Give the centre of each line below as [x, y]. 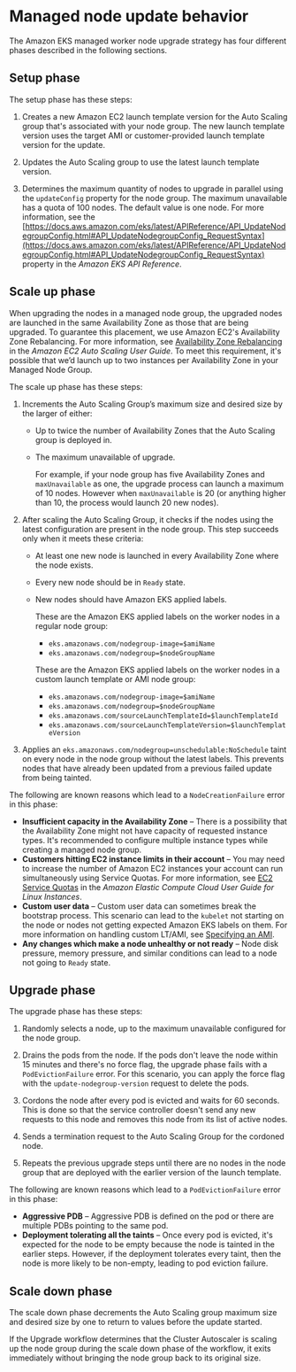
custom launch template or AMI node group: [115, 678]
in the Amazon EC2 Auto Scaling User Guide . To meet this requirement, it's [145, 351]
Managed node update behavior [129, 16]
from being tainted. [57, 778]
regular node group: [72, 625]
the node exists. [65, 565]
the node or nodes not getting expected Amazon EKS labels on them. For [155, 925]
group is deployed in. [73, 439]
